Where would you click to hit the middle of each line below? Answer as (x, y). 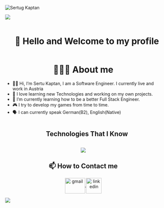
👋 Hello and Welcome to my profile (87, 41)
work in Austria (28, 89)
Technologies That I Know (87, 134)
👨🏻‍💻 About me (83, 70)
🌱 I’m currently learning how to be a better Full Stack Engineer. (76, 99)
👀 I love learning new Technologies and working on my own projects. (82, 94)
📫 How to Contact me (83, 166)
